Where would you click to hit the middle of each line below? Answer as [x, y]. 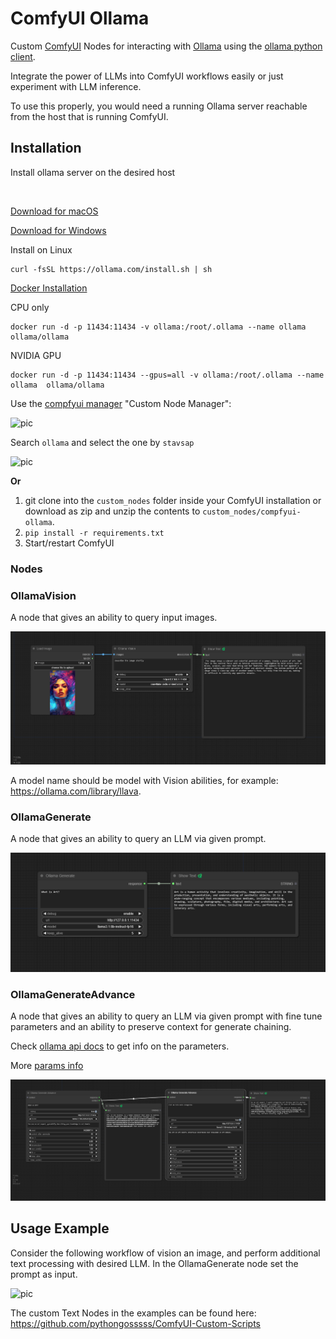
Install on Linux [41, 249]
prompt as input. [44, 1274]
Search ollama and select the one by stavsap [102, 442]
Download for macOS [54, 211]
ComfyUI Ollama [80, 18]
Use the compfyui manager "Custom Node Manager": [121, 403]
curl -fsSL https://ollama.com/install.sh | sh [111, 269]
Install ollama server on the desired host [93, 172]
